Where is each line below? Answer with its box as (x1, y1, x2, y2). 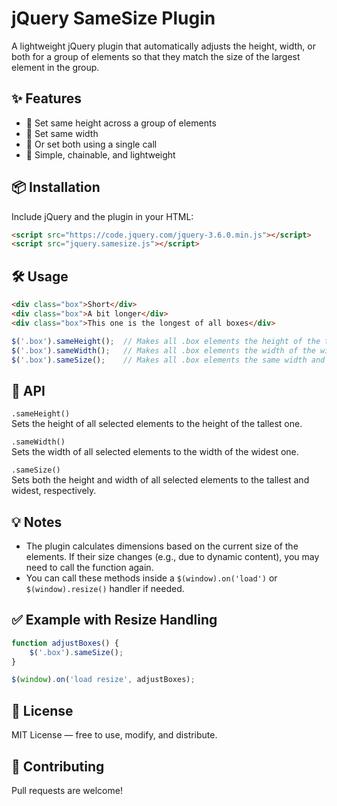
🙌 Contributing (11, 758, 105, 775)
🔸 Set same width (25, 127, 99, 139)
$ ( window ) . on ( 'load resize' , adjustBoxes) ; (11, 675, 196, 685)
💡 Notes (11, 513, 63, 531)
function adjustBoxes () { (11, 638, 119, 648)
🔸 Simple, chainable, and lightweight (25, 148, 176, 161)
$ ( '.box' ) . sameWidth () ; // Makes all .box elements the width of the (11, 345, 316, 356)
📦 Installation (11, 179, 101, 196)
